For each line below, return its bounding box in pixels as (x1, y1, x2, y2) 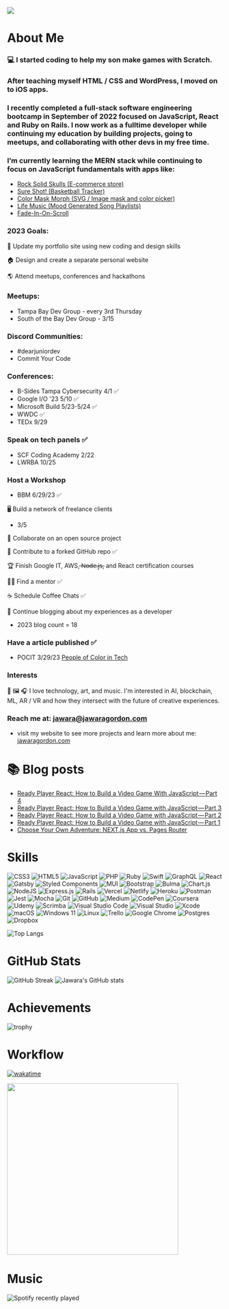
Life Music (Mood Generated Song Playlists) (16, 202, 142, 210)
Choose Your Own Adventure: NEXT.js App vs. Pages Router (16, 825, 188, 834)
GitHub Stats (7, 953, 81, 969)
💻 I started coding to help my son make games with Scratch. (7, 55, 213, 64)
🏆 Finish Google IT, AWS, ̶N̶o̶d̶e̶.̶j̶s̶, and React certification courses (7, 562, 194, 570)
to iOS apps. (7, 85, 49, 95)
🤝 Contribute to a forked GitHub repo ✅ (7, 547, 118, 556)
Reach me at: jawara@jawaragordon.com (7, 714, 148, 723)
